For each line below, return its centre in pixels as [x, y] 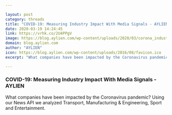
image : [12, 38]
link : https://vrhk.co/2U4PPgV [39, 34]
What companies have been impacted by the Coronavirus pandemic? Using [85, 97]
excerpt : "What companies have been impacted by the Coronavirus [76, 57]
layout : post [19, 14]
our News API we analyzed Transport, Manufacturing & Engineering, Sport [84, 102]
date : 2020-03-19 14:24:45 [34, 29]
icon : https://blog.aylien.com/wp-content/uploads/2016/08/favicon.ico [83, 52]
